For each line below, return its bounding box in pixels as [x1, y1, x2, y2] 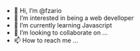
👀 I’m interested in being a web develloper [13, 14, 134, 22]
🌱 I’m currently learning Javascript [13, 21, 112, 29]
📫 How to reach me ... [13, 37, 78, 44]
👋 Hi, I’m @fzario [13, 7, 62, 14]
